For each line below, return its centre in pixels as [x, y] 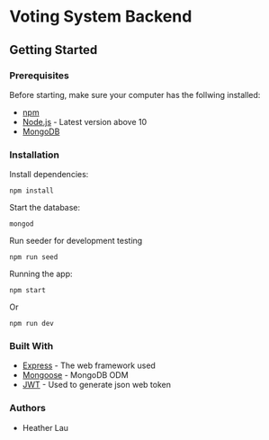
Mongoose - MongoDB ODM [75, 375]
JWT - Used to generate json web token [96, 385]
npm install [31, 191]
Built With [31, 346]
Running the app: [41, 274]
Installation [35, 155]
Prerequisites [39, 76]
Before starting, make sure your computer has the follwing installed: [135, 94]
